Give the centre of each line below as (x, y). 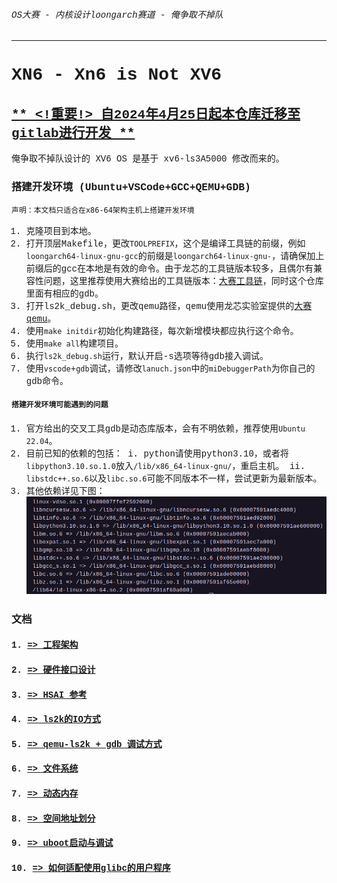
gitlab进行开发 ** (73, 133)
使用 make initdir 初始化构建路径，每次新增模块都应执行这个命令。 (162, 331)
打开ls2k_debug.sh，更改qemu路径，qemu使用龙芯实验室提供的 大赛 (169, 306)
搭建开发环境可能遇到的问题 (60, 405)
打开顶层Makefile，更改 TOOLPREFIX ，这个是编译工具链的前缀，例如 (165, 243)
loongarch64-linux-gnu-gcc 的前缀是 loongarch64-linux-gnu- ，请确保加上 (175, 256)
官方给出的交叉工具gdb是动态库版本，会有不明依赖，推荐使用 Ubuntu (165, 428)
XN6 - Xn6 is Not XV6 (117, 75)
